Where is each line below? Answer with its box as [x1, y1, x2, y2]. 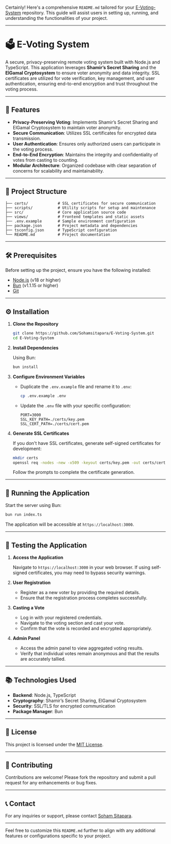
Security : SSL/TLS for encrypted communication [12, 702, 116, 709]
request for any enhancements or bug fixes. [5, 780, 98, 786]
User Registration [12, 579, 51, 585]
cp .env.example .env [20, 393, 66, 399]
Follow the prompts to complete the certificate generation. [12, 469, 135, 475]
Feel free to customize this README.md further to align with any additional [5, 827, 156, 834]
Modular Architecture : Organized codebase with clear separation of [12, 162, 157, 168]
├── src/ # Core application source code [5, 210, 126, 215]
